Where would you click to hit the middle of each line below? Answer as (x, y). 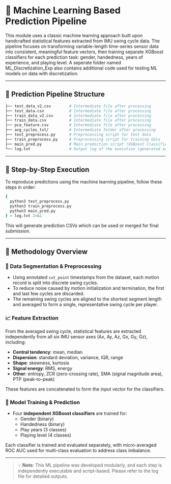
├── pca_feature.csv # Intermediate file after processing (78, 125)
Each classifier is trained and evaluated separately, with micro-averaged (81, 445)
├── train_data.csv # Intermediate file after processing (78, 120)
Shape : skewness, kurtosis (41, 363)
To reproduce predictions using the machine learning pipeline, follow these (84, 182)
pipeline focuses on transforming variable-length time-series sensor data (82, 46)
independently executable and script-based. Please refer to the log (88, 471)
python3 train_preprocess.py (41, 206)
